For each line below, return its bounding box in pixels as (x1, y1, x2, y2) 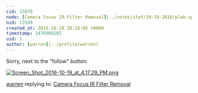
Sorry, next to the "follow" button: (6, 57, 88, 65)
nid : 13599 (6, 19, 33, 25)
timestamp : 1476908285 (6, 31, 62, 36)
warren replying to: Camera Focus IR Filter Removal (6, 80, 131, 87)
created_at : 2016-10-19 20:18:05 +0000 (6, 25, 104, 31)
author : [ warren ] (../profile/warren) (6, 42, 99, 48)
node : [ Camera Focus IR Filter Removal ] (6, 14, 107, 20)
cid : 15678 (6, 8, 33, 15)
